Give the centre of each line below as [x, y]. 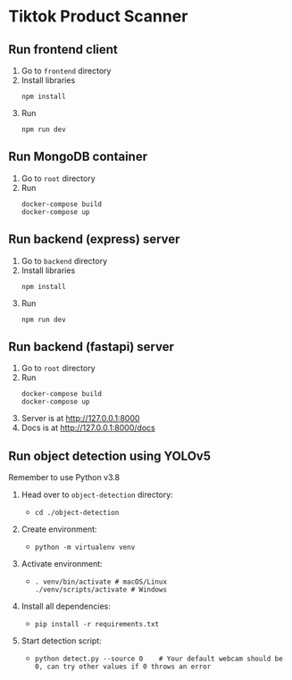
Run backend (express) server [94, 240]
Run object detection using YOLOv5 [110, 456]
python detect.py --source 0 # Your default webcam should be [159, 659]
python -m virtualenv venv [85, 547]
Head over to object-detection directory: [97, 495]
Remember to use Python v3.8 [64, 477]
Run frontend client [63, 50]
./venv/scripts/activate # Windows [100, 590]
